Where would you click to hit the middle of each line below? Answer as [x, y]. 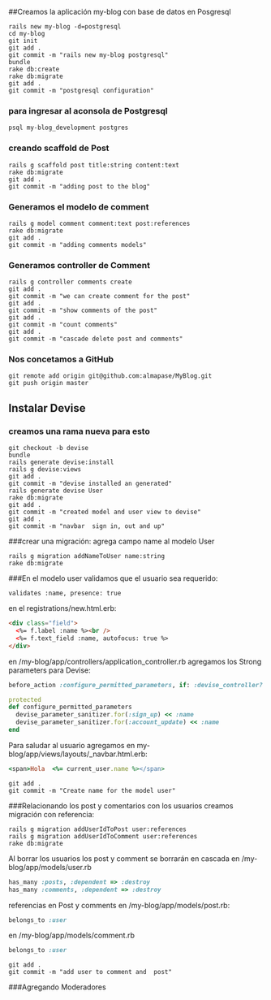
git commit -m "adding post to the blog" [80, 186]
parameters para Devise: [49, 670]
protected [25, 699]
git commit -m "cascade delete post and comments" [96, 339]
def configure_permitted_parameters [70, 707]
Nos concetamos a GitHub [61, 359]
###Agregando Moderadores [58, 987]
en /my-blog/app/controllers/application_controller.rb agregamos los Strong [135, 661]
